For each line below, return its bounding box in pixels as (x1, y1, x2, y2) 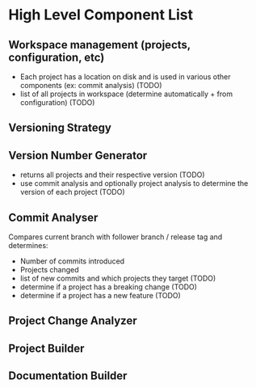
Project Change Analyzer (8, 314, 137, 328)
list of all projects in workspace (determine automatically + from (19, 89, 233, 99)
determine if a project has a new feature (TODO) (19, 291, 182, 301)
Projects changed (19, 265, 79, 275)
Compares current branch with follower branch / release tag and (8, 232, 223, 242)
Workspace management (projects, (8, 38, 191, 52)
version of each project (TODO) (19, 188, 125, 197)
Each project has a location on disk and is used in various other (19, 72, 232, 82)
